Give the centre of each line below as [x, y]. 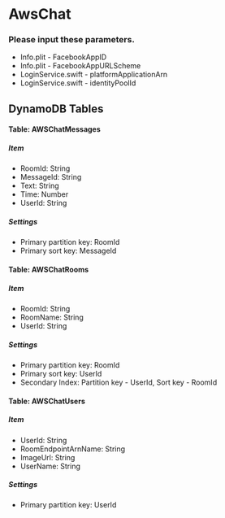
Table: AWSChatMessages [55, 129]
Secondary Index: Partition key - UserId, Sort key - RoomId [119, 382]
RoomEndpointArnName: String [73, 449]
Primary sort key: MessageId [68, 251]
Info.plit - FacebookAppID [63, 57]
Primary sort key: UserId [61, 373]
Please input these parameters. [72, 40]
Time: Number [44, 194]
